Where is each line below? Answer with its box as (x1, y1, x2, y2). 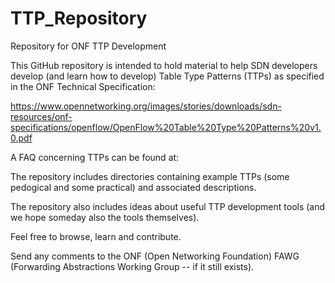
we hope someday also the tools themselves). (10, 211, 200, 223)
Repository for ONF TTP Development (10, 40, 167, 52)
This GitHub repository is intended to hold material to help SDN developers (10, 59, 318, 71)
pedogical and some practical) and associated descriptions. (10, 181, 257, 193)
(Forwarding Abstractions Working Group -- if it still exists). (10, 260, 255, 272)
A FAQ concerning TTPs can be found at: (10, 151, 180, 163)
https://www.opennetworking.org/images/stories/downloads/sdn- (10, 100, 282, 112)
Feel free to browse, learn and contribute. (10, 230, 182, 242)
